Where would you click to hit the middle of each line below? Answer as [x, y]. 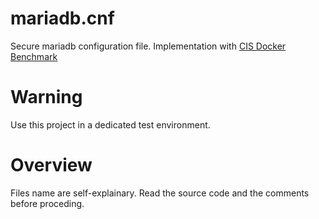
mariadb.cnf [62, 18]
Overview [51, 165]
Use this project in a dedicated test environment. [110, 124]
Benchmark [34, 56]
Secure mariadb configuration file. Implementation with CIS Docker [148, 46]
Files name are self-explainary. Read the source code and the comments [160, 193]
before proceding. [47, 203]
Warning [46, 97]
